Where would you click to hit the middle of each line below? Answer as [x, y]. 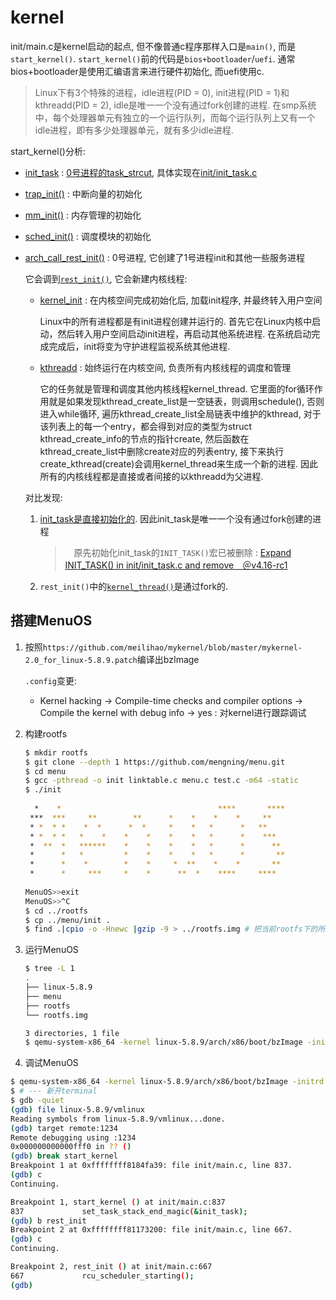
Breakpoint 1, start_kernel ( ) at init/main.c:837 [118, 1202]
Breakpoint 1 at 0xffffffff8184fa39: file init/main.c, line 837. [151, 1166]
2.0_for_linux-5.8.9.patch [81, 660]
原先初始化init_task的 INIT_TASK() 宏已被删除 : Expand [182, 552]
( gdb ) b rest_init [48, 1221]
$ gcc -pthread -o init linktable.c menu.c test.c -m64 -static [161, 781]
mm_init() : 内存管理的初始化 [83, 215]
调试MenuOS [51, 1063]
